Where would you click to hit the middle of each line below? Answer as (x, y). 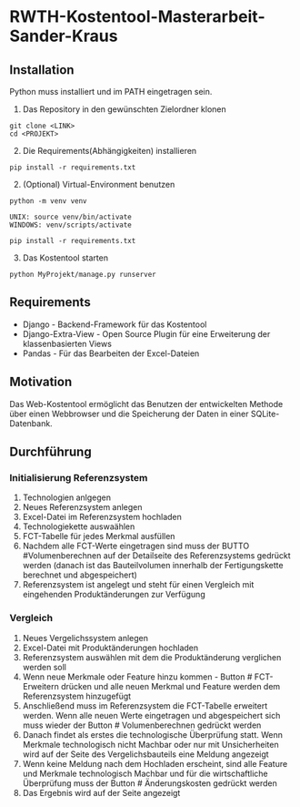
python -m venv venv (49, 201)
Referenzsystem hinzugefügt (77, 696)
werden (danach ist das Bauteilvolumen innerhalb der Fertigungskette (153, 566)
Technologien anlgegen (67, 497)
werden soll (44, 667)
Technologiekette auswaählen (79, 526)
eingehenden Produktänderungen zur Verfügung (114, 595)
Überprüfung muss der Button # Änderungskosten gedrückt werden (150, 783)
